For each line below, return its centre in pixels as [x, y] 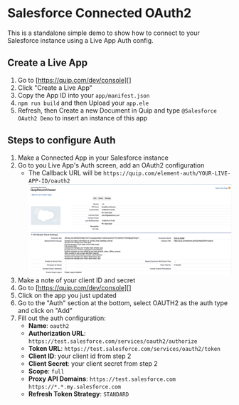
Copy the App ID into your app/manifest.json [84, 95]
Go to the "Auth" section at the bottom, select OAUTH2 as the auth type [123, 303]
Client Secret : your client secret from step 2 [93, 364]
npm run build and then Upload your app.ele [83, 103]
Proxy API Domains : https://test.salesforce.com [102, 379]
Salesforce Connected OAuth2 [100, 13]
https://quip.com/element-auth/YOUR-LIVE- [167, 173]
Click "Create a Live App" [55, 88]
